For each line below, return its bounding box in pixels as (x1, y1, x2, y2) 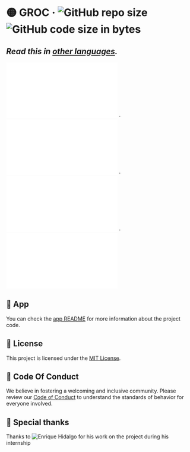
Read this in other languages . (6, 46, 118, 56)
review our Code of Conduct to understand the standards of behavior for (6, 394, 184, 401)
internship (6, 440, 31, 447)
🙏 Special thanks (6, 417, 69, 427)
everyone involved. (6, 400, 53, 407)
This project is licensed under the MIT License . (6, 354, 121, 362)
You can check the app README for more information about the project (6, 315, 181, 322)
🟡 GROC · (6, 6, 56, 20)
